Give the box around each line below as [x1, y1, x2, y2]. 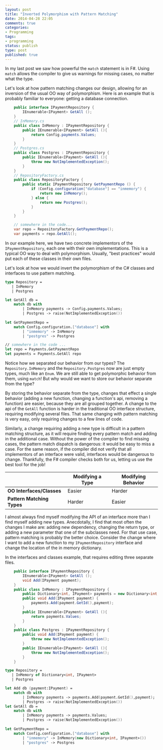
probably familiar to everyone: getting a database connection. [5, 96, 129, 102]
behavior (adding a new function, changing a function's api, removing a [5, 396, 148, 401]
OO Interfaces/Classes [7, 488, 62, 494]
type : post [5, 48, 27, 52]
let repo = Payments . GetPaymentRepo [5, 347, 79, 352]
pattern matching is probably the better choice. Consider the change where [5, 535, 156, 540]
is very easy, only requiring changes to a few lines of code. [5, 416, 123, 422]
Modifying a [73, 473, 102, 480]
